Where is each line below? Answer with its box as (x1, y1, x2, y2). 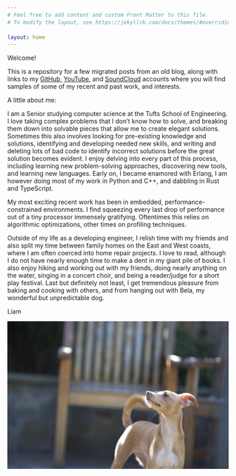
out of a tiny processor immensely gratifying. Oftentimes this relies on (7, 213, 209, 221)
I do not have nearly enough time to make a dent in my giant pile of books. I (7, 257, 225, 265)
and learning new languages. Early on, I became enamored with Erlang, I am (7, 169, 228, 178)
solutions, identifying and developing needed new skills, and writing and (7, 139, 216, 148)
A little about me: (7, 96, 57, 105)
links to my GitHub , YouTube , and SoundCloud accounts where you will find (7, 75, 226, 84)
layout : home (7, 34, 46, 41)
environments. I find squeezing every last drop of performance (43, 205, 225, 214)
